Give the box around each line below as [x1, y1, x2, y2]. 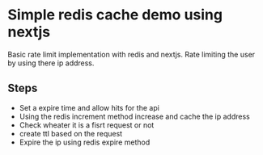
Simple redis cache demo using [7, 6, 223, 24]
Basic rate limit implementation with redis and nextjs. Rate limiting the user [7, 49, 256, 59]
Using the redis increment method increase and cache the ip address [19, 111, 250, 121]
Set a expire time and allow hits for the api [19, 103, 159, 112]
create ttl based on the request [19, 128, 123, 138]
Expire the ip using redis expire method [19, 137, 151, 147]
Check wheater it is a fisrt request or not [19, 119, 155, 130]
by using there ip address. [7, 58, 95, 68]
